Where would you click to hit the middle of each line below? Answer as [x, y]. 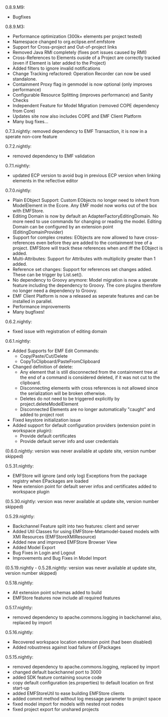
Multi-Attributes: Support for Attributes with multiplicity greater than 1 [84, 259]
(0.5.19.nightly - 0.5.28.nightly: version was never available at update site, [81, 568]
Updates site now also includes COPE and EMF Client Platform [77, 116]
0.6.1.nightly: [18, 341]
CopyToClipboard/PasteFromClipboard [60, 361]
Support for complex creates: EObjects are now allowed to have [78, 237]
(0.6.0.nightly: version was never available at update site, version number [81, 451]
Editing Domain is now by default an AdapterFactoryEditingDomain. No [86, 216]
